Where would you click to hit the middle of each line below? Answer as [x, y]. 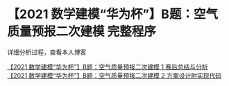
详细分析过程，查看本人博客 [47, 52]
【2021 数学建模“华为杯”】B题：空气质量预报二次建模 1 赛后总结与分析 [108, 67]
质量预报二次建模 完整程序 [82, 32]
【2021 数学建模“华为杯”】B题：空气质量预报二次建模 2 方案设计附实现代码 [114, 75]
